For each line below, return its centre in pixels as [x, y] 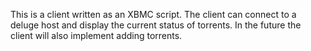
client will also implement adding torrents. [96, 35]
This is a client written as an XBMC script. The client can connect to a [153, 14]
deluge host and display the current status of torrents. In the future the [156, 25]
